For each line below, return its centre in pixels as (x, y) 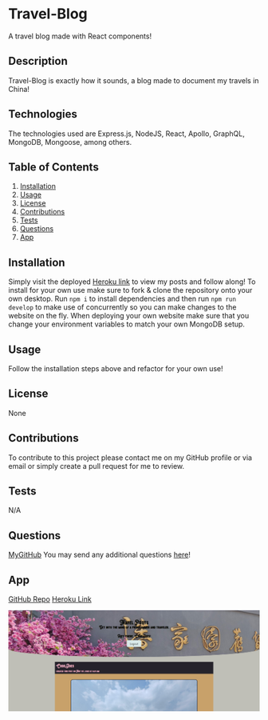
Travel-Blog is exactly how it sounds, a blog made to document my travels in (134, 80)
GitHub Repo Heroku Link (50, 599)
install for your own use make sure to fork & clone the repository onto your (130, 290)
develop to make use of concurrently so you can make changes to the (122, 307)
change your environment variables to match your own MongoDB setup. (127, 324)
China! (19, 89)
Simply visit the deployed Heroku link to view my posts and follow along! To (132, 282)
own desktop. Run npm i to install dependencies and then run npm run (122, 299)
